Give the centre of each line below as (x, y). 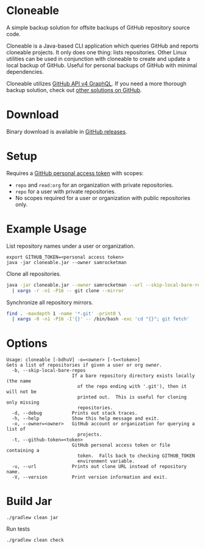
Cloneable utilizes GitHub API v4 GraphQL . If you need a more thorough (96, 84)
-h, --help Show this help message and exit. (86, 418)
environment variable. (106, 461)
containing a (23, 451)
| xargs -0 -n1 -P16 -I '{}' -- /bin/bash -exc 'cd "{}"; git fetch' (101, 319)
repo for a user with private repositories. (65, 191)
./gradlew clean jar (33, 518)
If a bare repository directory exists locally (133, 376)
